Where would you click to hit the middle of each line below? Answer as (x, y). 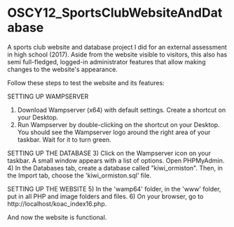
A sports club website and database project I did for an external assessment (117, 47)
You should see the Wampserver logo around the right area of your (114, 132)
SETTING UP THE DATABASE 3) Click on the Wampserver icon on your (109, 153)
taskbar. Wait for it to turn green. (64, 139)
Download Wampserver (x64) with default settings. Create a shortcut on (122, 110)
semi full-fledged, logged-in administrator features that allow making (106, 61)
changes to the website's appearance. (62, 69)
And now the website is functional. (57, 217)
